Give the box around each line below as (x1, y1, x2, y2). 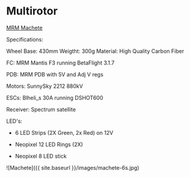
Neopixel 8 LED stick (14, 152, 67, 160)
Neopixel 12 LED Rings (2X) (14, 140, 83, 148)
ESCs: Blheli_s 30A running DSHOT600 (6, 94, 104, 101)
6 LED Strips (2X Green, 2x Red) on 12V (14, 129, 113, 136)
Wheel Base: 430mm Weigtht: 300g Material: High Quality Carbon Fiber (6, 47, 185, 55)
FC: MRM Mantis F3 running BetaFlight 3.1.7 (6, 59, 115, 66)
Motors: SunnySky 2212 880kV (6, 82, 83, 90)
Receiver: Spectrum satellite (6, 105, 77, 113)
